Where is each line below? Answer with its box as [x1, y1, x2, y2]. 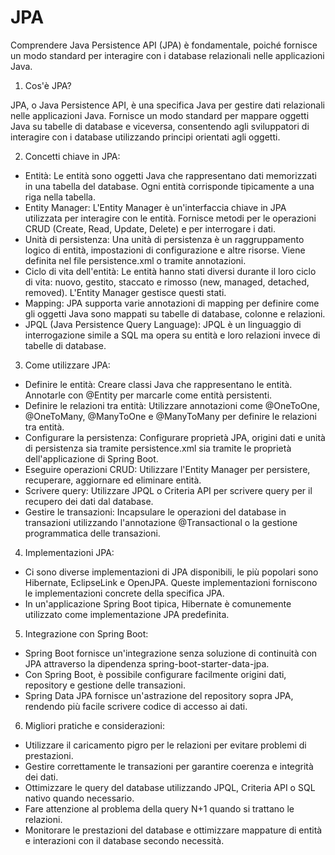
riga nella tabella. [24, 191, 96, 203]
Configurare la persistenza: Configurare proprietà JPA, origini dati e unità [24, 431, 326, 443]
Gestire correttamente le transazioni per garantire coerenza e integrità [24, 760, 314, 772]
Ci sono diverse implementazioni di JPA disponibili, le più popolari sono [24, 566, 319, 578]
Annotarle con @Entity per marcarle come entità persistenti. [24, 389, 273, 401]
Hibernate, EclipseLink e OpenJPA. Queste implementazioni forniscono [24, 576, 318, 588]
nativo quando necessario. [24, 792, 135, 804]
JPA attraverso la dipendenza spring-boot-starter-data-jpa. [24, 657, 270, 670]
